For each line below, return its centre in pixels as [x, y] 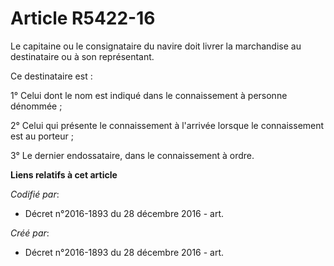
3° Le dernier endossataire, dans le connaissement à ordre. [132, 155]
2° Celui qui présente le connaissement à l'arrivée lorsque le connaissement [167, 125]
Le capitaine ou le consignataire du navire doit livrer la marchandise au [156, 46]
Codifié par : [35, 194]
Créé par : [30, 233]
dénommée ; [36, 106]
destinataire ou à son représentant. [82, 56]
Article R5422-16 [83, 18]
